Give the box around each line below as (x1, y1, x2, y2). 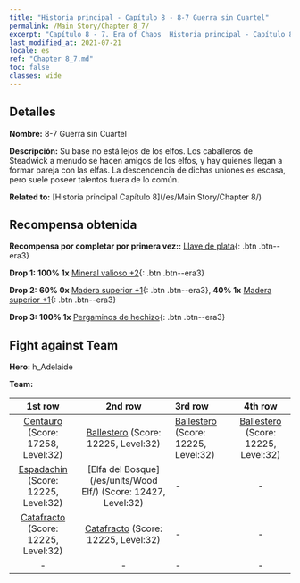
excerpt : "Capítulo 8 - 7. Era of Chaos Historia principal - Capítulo (9, 30, 286, 38)
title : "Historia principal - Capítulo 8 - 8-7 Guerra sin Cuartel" (9, 13, 270, 22)
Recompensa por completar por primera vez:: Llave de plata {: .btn (9, 241, 257, 251)
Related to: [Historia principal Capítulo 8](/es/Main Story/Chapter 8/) (9, 191, 262, 202)
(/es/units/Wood (88, 475, 158, 487)
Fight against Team (9, 337, 119, 353)
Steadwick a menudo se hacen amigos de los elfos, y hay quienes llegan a (9, 155, 283, 165)
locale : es (9, 46, 50, 55)
